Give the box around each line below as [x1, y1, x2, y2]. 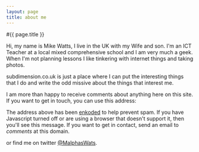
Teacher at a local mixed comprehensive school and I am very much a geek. [6, 48, 193, 55]
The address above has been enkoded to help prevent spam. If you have [6, 108, 184, 116]
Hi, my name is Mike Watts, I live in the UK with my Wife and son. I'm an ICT [6, 42, 192, 49]
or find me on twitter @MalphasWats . [6, 139, 97, 146]
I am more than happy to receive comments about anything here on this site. [6, 91, 194, 98]
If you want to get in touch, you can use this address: [6, 97, 136, 104]
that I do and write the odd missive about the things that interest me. [6, 79, 174, 86]
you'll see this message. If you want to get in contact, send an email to [6, 121, 179, 128]
